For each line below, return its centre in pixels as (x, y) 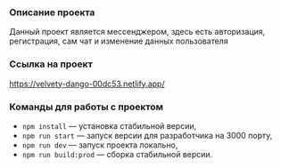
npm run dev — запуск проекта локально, (100, 145)
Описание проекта (52, 12)
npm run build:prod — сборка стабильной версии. (117, 154)
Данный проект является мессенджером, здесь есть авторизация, (137, 32)
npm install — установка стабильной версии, (109, 125)
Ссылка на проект (51, 64)
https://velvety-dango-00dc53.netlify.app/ (87, 84)
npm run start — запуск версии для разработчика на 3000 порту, (147, 135)
